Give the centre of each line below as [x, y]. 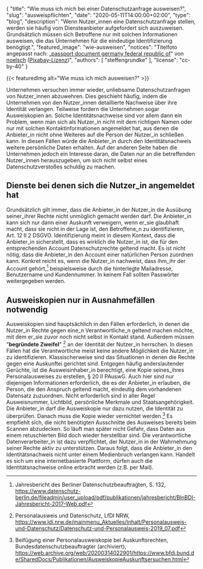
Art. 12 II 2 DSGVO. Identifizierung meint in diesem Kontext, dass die [91, 235]
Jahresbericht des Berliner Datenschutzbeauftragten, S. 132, [90, 485]
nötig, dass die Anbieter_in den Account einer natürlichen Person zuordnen [100, 254]
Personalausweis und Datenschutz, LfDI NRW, [72, 515]
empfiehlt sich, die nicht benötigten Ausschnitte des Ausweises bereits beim [101, 422]
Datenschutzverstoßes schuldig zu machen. [61, 167]
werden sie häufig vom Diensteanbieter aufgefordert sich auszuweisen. [95, 28]
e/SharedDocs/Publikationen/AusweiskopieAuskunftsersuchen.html [99, 559]
